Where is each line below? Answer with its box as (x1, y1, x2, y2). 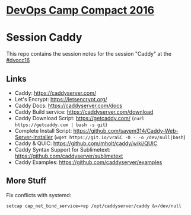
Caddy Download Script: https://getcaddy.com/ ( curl (14, 114, 145, 121)
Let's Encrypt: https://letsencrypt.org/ (14, 95, 108, 102)
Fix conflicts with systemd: (6, 191, 72, 198)
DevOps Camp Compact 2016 (6, 4, 155, 17)
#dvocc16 (6, 57, 30, 64)
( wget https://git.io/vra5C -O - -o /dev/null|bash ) (54, 133, 186, 140)
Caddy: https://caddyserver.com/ (14, 89, 97, 97)
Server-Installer (14, 133, 53, 140)
